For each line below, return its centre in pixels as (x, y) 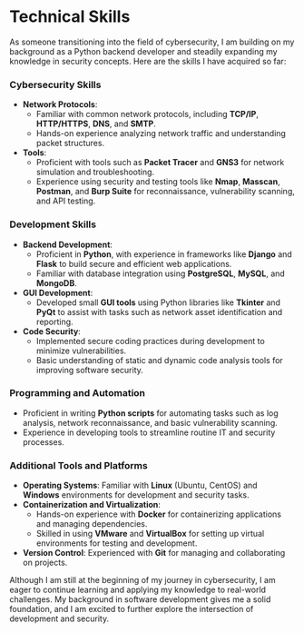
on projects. (45, 563)
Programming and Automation (78, 393)
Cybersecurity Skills (55, 84)
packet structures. (70, 143)
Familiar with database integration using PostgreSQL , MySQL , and (161, 273)
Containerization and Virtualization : (92, 505)
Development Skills (53, 224)
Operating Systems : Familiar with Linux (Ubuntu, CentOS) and (140, 485)
